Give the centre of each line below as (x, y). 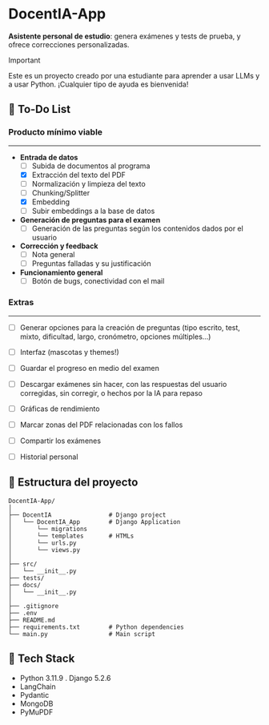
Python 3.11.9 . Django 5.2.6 (65, 678)
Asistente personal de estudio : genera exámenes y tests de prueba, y (125, 36)
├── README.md (32, 620)
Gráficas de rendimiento (60, 409)
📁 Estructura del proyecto (73, 483)
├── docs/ (25, 585)
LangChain (38, 687)
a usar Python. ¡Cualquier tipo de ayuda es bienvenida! (98, 84)
